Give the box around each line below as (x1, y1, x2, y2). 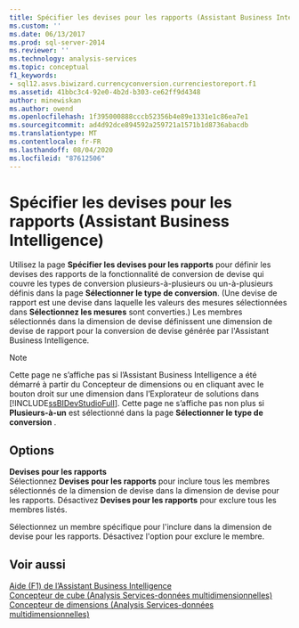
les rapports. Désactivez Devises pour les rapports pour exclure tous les (9, 495, 278, 506)
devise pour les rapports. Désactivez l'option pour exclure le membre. (9, 531, 265, 542)
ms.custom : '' (9, 21, 62, 30)
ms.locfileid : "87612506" (9, 153, 105, 163)
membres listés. (9, 504, 68, 515)
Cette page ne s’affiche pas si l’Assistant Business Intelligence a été (9, 370, 257, 380)
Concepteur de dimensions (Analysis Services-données (9, 599, 214, 610)
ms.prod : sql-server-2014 (9, 37, 105, 47)
